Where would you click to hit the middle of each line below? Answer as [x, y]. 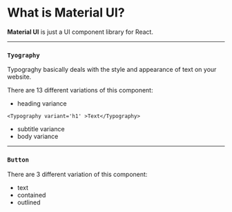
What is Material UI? [66, 13]
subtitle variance [41, 129]
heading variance [42, 104]
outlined [29, 202]
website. [19, 77]
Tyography [23, 55]
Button [18, 160]
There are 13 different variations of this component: [80, 90]
